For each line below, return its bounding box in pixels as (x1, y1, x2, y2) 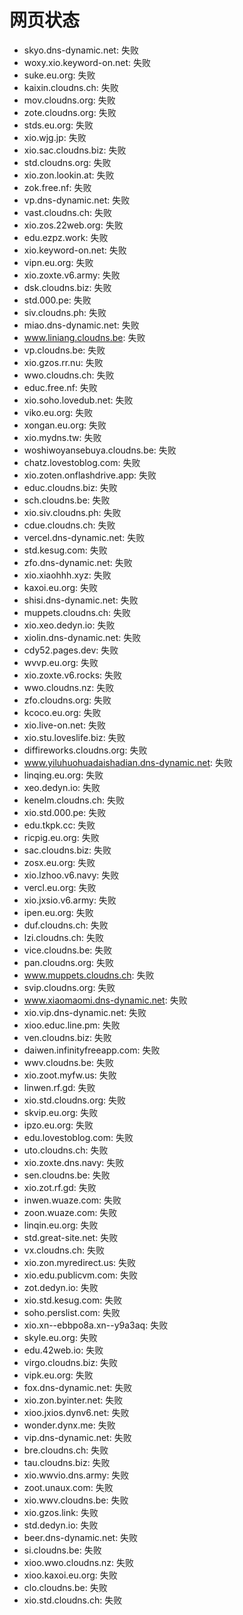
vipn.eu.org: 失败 (23, 256, 94, 268)
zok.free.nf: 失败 (23, 181, 92, 193)
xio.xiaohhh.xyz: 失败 (23, 569, 112, 581)
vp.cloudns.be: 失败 (23, 344, 106, 356)
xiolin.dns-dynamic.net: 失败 (23, 631, 142, 643)
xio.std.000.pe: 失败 (23, 806, 107, 818)
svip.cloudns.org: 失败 (23, 981, 116, 993)
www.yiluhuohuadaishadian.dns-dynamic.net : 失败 (23, 756, 233, 768)
